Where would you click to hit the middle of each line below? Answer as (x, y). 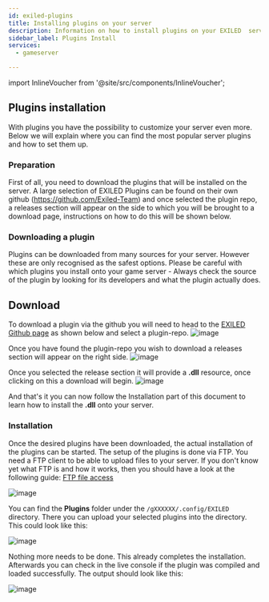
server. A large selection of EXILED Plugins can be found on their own (123, 191)
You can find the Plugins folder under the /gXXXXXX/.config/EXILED (119, 508)
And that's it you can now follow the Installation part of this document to (127, 396)
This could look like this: (48, 525)
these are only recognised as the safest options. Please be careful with (125, 263)
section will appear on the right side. (68, 357)
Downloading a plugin (52, 237)
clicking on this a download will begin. (71, 381)
